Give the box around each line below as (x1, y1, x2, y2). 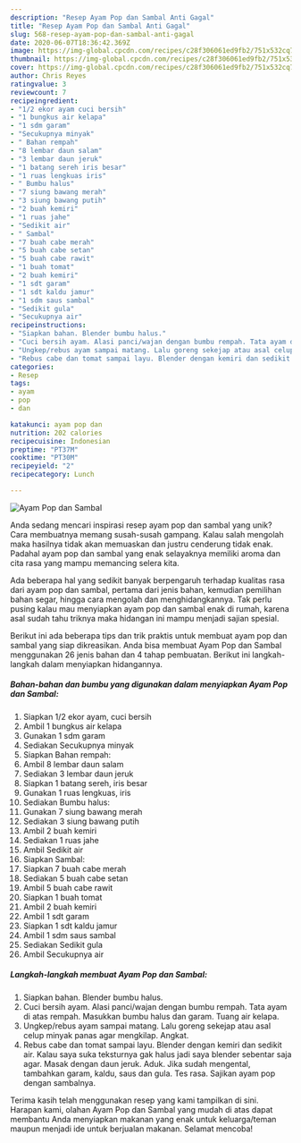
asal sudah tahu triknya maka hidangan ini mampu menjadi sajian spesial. (10, 613, 280, 623)
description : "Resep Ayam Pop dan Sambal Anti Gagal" (10, 13, 215, 22)
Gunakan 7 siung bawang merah (22, 806, 143, 817)
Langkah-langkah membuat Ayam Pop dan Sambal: (10, 969, 208, 980)
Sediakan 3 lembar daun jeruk (22, 768, 134, 779)
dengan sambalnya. (22, 1077, 96, 1088)
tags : (10, 379, 30, 388)
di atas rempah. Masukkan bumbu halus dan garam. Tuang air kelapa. (22, 1011, 280, 1021)
